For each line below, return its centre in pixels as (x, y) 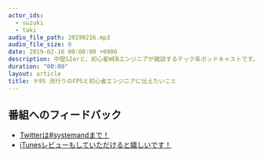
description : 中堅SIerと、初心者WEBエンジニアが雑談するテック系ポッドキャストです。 (133, 60)
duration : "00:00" (38, 67)
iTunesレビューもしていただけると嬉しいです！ (95, 145)
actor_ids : (26, 15)
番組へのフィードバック (65, 115)
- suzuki (29, 23)
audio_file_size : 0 (40, 45)
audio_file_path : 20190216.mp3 (59, 37)
